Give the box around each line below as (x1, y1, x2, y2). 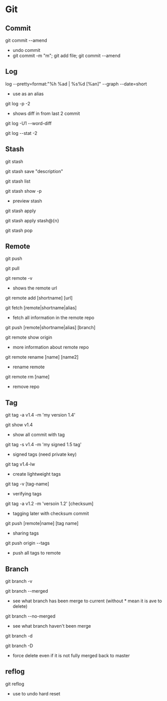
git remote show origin (5, 334, 52, 340)
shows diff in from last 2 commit (12, 110, 80, 116)
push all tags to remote (12, 550, 61, 556)
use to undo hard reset (12, 690, 60, 696)
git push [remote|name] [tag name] (5, 520, 79, 527)
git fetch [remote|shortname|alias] (5, 305, 77, 311)
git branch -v (5, 578, 32, 585)
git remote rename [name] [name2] (5, 354, 79, 360)
